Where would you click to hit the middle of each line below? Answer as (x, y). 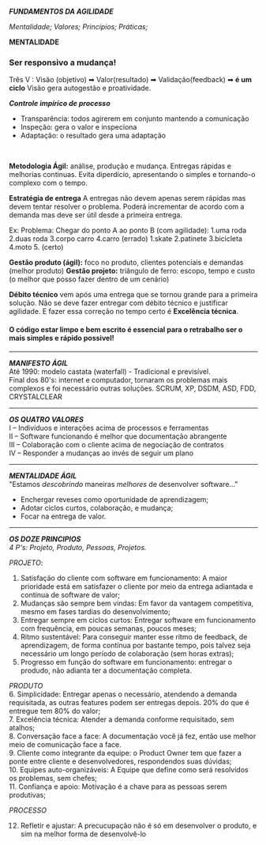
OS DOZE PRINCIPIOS (45, 539)
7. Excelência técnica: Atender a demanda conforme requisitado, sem (122, 719)
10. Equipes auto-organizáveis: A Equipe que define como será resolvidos (129, 769)
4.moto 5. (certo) (36, 247)
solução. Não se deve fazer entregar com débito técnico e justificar (118, 303)
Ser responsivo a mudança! (63, 62)
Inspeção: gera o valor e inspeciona (79, 127)
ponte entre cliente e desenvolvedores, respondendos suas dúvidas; (120, 761)
